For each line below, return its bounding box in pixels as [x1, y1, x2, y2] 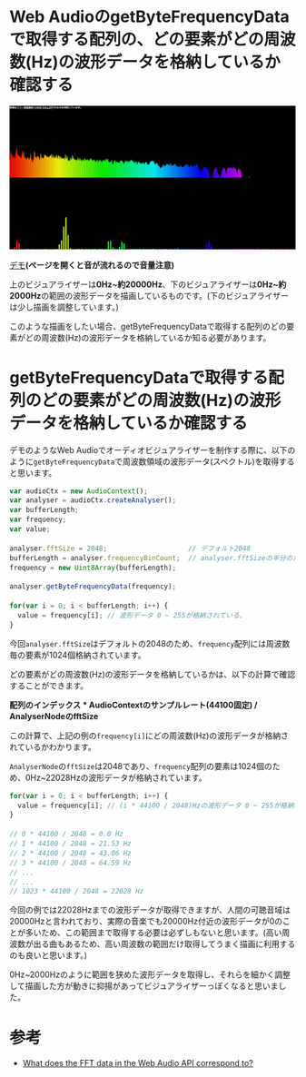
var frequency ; [9, 515, 67, 525]
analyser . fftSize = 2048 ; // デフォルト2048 [9, 544, 252, 553]
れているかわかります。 [9, 741, 97, 752]
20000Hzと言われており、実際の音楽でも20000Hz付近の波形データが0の [9, 916, 283, 927]
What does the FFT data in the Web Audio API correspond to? [22, 1058, 254, 1069]
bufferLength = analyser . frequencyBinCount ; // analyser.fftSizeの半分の [9, 553, 293, 562]
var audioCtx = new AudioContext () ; [9, 486, 148, 496]
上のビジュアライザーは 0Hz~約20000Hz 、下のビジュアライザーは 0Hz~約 [9, 279, 287, 290]
